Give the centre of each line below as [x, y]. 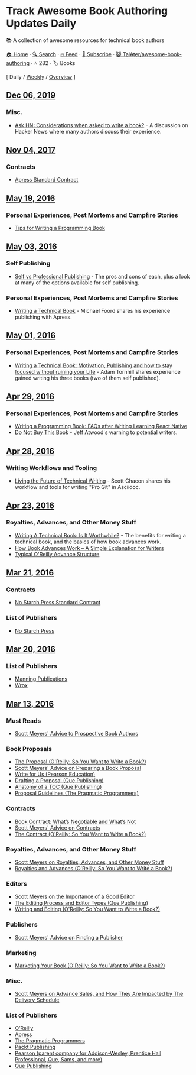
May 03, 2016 [32, 247]
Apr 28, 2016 [30, 451]
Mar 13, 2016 [30, 704]
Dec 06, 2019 [31, 95]
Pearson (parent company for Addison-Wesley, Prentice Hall [88, 1053]
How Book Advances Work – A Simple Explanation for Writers [89, 548]
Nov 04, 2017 [31, 150]
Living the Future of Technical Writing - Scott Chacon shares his [92, 481]
